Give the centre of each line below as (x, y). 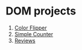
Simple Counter (34, 34)
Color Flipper (31, 28)
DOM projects (41, 11)
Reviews (25, 40)
